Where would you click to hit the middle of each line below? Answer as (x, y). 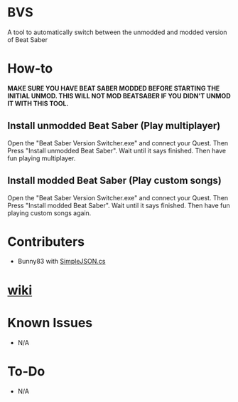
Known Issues (50, 323)
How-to (30, 69)
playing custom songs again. (49, 213)
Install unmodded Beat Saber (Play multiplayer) (114, 126)
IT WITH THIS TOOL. (38, 103)
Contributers (46, 241)
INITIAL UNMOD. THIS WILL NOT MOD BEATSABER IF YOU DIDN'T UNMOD (119, 96)
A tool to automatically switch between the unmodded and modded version (117, 32)
